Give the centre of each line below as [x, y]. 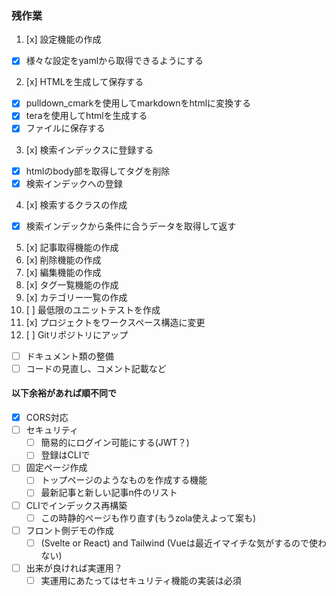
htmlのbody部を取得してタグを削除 [98, 171]
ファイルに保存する [65, 128]
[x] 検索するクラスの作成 [76, 204]
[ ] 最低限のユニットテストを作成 [93, 309]
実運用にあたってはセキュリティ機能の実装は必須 [141, 580]
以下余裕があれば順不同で [64, 393]
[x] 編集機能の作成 [63, 272]
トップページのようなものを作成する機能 [124, 480]
